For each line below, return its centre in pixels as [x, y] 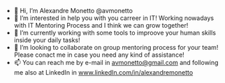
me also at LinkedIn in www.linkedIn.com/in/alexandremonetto [103, 72]
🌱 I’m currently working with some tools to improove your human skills [115, 33]
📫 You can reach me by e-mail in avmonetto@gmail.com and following [116, 63]
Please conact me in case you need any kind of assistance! [99, 55]
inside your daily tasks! [47, 40]
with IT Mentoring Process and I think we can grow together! [101, 25]
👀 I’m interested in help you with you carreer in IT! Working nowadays [114, 18]
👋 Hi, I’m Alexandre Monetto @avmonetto [73, 11]
